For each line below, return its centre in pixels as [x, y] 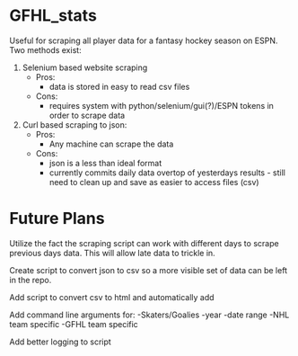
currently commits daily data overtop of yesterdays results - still [167, 173]
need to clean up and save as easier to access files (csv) [154, 182]
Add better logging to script [61, 342]
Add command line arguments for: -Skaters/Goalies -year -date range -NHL [149, 315]
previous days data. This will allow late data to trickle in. [112, 253]
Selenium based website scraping [85, 67]
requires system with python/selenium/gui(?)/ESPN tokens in [161, 105]
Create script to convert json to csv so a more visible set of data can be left [149, 270]
